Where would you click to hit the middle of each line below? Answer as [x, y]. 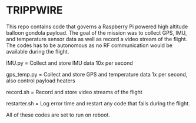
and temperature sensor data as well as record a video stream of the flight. [97, 39]
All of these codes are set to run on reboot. [58, 115]
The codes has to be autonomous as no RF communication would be [89, 45]
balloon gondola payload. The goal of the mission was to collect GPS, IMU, [97, 32]
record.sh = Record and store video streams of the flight [74, 92]
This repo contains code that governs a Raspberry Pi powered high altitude [97, 26]
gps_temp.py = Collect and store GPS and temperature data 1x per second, [97, 74]
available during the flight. [38, 51]
